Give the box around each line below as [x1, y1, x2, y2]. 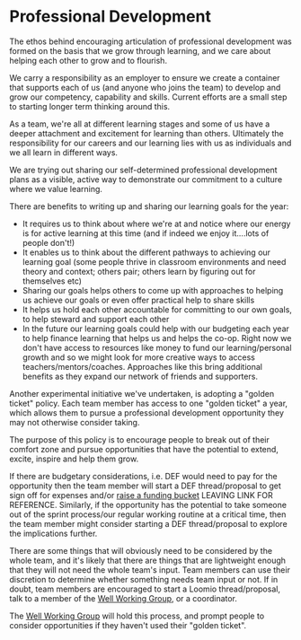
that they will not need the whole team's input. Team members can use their [9, 564, 290, 575]
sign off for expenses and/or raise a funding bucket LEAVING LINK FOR [9, 489, 273, 500]
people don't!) [22, 237, 75, 248]
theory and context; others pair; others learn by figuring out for [22, 266, 256, 276]
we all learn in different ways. [9, 146, 119, 158]
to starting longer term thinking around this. [9, 101, 171, 111]
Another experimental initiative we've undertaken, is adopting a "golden [9, 388, 275, 399]
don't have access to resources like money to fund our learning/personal [22, 342, 292, 353]
